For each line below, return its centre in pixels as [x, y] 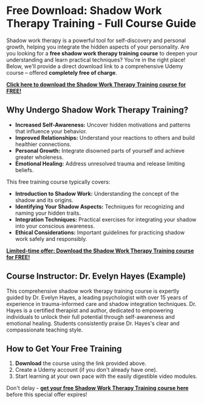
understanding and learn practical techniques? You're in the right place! [96, 60]
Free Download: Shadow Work [84, 11]
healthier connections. [43, 144]
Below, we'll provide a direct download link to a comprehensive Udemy [95, 66]
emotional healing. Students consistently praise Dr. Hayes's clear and [93, 323]
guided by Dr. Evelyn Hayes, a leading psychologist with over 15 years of [97, 297]
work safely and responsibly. [51, 239]
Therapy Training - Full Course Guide [101, 23]
